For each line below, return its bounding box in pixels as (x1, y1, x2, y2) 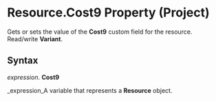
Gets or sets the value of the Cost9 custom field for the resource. (7, 27, 193, 36)
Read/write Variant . (7, 34, 63, 43)
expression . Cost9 (7, 73, 60, 81)
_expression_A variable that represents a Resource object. (7, 86, 173, 94)
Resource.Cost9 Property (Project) (7, 5, 210, 21)
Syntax (7, 55, 39, 67)
